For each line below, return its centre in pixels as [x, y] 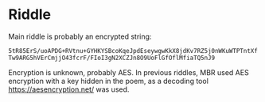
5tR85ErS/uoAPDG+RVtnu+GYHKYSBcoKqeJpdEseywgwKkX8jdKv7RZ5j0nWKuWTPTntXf [133, 51]
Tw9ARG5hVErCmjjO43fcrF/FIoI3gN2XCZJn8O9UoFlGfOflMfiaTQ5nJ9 [112, 58]
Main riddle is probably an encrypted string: [80, 36]
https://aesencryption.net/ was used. [69, 89]
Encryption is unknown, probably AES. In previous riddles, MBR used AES [129, 72]
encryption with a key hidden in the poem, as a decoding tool [109, 81]
